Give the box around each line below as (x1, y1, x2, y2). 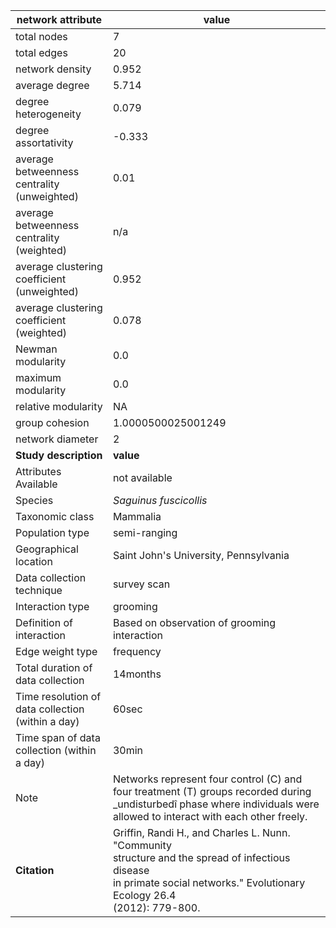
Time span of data (15, 731, 101, 744)
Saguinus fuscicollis (112, 494, 208, 507)
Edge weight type (15, 645, 98, 658)
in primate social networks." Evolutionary (112, 876, 306, 889)
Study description (15, 449, 103, 462)
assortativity (15, 136, 74, 149)
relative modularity (15, 400, 103, 413)
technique (15, 584, 63, 597)
